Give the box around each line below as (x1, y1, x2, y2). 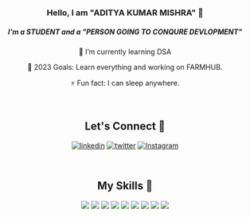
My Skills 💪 (97, 179, 153, 193)
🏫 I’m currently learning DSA (78, 47, 172, 56)
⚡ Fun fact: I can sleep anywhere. (70, 78, 180, 87)
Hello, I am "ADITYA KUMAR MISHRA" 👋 (46, 7, 204, 18)
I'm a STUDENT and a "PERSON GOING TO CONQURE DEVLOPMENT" (7, 27, 243, 37)
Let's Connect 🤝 (84, 119, 166, 134)
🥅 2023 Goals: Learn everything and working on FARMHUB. (27, 62, 223, 72)
